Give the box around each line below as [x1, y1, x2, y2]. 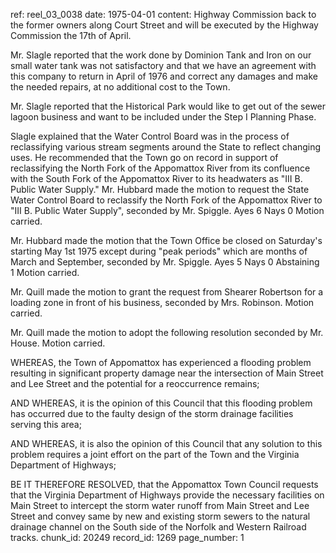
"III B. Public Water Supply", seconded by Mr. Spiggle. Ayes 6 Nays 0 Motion [10, 205, 325, 216]
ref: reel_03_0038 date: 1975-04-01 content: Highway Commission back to [10, 9, 317, 20]
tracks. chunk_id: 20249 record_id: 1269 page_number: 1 [10, 532, 245, 543]
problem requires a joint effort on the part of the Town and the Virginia [10, 449, 300, 460]
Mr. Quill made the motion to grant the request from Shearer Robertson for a [10, 286, 324, 298]
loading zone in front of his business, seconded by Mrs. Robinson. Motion [10, 297, 315, 308]
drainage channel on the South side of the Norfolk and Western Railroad [10, 521, 307, 533]
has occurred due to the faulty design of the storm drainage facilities [10, 408, 294, 419]
